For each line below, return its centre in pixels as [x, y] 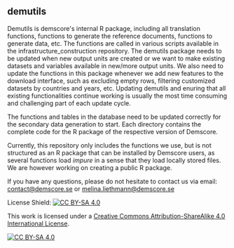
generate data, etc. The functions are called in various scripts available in [113, 43]
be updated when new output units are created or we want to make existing [116, 58]
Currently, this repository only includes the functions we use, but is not [109, 145]
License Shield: [29, 202]
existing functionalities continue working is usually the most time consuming [117, 96]
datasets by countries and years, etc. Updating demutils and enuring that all [117, 88]
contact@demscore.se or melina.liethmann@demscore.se [91, 188]
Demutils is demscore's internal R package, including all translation [104, 28]
